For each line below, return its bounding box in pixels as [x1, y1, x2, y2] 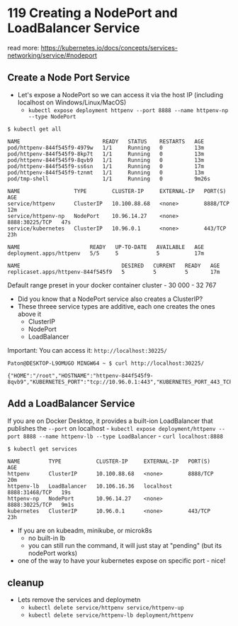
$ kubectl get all [7, 126, 62, 133]
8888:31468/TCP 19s [7, 488, 72, 496]
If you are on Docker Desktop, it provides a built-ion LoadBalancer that [7, 417, 214, 425]
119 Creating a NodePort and [7, 5, 178, 21]
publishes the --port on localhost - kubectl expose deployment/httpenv [7, 424, 216, 432]
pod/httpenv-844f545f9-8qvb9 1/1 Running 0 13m [7, 156, 204, 164]
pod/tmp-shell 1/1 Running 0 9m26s [7, 175, 211, 182]
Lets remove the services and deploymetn [17, 595, 141, 604]
